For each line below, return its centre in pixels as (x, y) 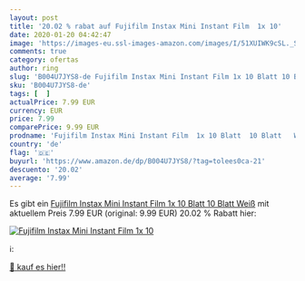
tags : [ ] (30, 93)
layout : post (34, 18)
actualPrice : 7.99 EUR (52, 102)
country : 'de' (36, 144)
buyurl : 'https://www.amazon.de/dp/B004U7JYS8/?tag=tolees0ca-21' (138, 161)
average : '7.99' (40, 178)
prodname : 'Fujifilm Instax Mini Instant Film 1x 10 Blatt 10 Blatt (146, 136)
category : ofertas (44, 60)
